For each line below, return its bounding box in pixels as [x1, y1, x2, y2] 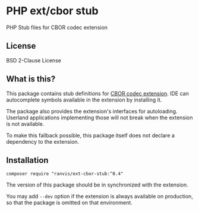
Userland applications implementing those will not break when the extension [6, 114, 193, 121]
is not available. [6, 120, 45, 127]
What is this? [6, 74, 56, 84]
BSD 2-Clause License [6, 56, 61, 64]
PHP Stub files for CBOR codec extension [6, 24, 108, 31]
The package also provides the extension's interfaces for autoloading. [6, 107, 178, 115]
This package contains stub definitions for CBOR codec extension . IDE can [6, 90, 189, 97]
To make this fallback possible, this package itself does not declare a [6, 132, 175, 139]
